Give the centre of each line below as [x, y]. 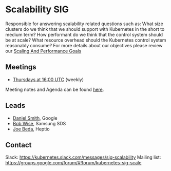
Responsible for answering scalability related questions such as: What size [84, 24]
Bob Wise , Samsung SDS [39, 123]
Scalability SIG [37, 9]
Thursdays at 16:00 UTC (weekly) [48, 79]
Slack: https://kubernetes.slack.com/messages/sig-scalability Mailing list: [83, 157]
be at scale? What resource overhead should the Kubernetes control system [86, 40]
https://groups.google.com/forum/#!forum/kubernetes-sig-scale [73, 163]
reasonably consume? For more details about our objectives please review [84, 45]
